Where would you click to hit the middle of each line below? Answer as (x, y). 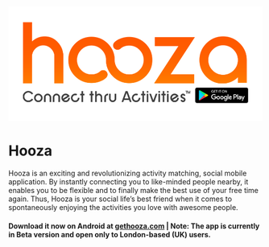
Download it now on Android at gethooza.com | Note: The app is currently (134, 226)
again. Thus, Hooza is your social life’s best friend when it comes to (120, 199)
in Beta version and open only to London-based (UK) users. (110, 234)
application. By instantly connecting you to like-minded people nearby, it (128, 182)
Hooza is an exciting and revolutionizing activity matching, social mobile (128, 173)
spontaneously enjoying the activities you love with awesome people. (124, 208)
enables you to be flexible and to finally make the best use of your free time (134, 191)
